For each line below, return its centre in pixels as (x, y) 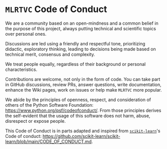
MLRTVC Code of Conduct (56, 9)
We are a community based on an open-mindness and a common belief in (82, 23)
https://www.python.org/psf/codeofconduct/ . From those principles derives (83, 110)
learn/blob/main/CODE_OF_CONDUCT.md (49, 141)
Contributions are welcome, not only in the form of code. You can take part (83, 79)
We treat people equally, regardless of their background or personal (75, 64)
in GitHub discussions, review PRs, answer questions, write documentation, (83, 85)
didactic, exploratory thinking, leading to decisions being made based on (80, 49)
